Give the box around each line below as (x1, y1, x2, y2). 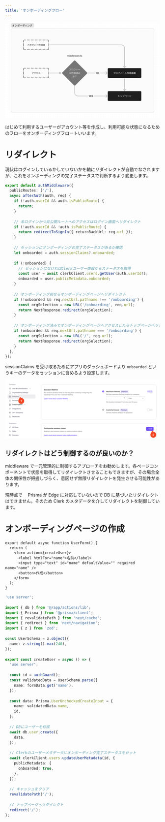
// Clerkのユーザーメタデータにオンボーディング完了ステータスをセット (9, 751, 137, 756)
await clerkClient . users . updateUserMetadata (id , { (9, 756, 115, 760)
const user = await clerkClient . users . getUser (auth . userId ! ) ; (18, 271, 148, 276)
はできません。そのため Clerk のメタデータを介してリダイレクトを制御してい (5, 498, 160, 504)
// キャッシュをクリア (9, 787, 49, 792)
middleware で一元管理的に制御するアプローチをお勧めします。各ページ (5, 463, 150, 469)
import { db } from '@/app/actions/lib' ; (5, 605, 91, 610)
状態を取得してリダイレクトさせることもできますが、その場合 (30, 469, 156, 475)
